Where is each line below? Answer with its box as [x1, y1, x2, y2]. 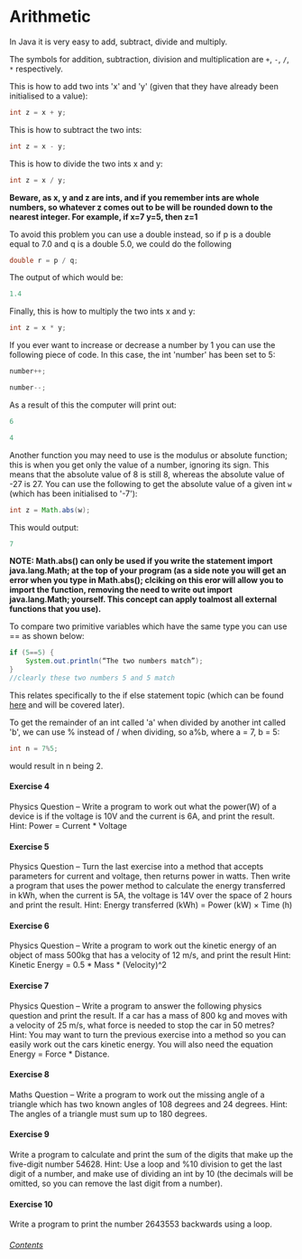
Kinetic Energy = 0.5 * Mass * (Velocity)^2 [9, 960, 167, 971]
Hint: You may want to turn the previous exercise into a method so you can [9, 1029, 287, 1040]
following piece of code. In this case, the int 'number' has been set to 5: [9, 350, 276, 361]
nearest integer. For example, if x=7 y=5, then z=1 [9, 211, 198, 222]
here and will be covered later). [9, 699, 125, 710]
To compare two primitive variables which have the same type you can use [9, 621, 288, 632]
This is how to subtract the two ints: [9, 124, 142, 135]
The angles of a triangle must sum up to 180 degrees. [9, 1108, 208, 1119]
